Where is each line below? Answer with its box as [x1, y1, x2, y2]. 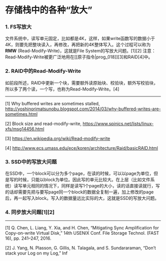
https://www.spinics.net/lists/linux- [82, 121, 154, 127]
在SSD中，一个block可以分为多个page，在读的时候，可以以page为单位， [5, 171, 154, 176]
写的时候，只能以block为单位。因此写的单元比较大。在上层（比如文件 [9, 176, 151, 183]
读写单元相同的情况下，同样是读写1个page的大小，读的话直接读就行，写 [13, 183, 161, 189]
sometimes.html [5, 111, 38, 117]
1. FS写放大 [5, 23, 32, 30]
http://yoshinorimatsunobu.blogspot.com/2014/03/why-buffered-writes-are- [5, 106, 161, 112]
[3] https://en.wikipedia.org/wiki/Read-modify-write [5, 135, 110, 141]
